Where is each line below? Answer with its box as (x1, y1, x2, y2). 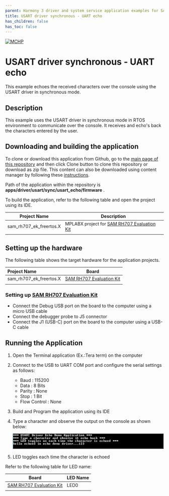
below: (12, 423, 27, 429)
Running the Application (5, 339, 83, 348)
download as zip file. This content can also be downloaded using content (5, 167, 157, 173)
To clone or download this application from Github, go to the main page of (5, 155, 158, 161)
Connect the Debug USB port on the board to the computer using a (12, 303, 152, 309)
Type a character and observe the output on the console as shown (12, 418, 151, 424)
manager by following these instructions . (5, 172, 90, 178)
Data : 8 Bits (20, 382, 45, 389)
